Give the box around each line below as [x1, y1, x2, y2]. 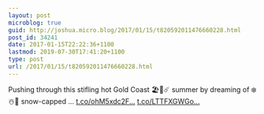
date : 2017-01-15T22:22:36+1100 [8, 41, 114, 49]
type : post [8, 56, 44, 64]
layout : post [8, 11, 51, 20]
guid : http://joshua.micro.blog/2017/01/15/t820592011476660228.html [8, 26, 242, 34]
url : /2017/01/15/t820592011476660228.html [8, 63, 154, 71]
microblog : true [8, 19, 61, 27]
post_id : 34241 [8, 33, 58, 42]
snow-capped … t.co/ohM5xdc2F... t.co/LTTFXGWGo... [20, 96, 200, 106]
